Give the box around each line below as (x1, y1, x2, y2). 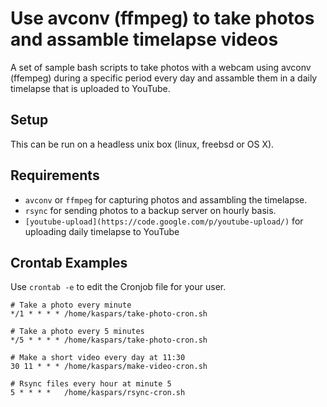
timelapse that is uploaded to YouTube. (10, 82, 171, 94)
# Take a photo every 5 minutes (10, 327, 145, 337)
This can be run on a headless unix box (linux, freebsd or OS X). (10, 138, 275, 150)
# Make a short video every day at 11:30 (10, 353, 186, 363)
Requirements (10, 167, 100, 184)
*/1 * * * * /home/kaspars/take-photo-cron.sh (10, 309, 208, 319)
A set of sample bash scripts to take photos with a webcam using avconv (10, 61, 312, 73)
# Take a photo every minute (10, 300, 132, 311)
